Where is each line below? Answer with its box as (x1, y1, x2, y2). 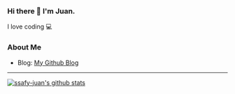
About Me (7, 42, 42, 52)
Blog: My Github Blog (17, 58, 79, 67)
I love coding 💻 (7, 22, 52, 31)
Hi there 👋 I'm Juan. (7, 6, 76, 16)
